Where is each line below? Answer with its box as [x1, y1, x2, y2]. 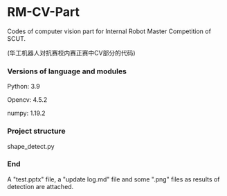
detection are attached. [7, 182, 74, 190]
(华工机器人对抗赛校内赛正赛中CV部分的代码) [7, 48, 136, 57]
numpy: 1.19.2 [7, 109, 46, 118]
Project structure [7, 126, 66, 136]
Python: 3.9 [7, 82, 40, 91]
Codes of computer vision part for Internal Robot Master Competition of [7, 27, 211, 35]
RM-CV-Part [7, 4, 80, 20]
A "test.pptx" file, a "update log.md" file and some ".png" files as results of [7, 175, 220, 184]
